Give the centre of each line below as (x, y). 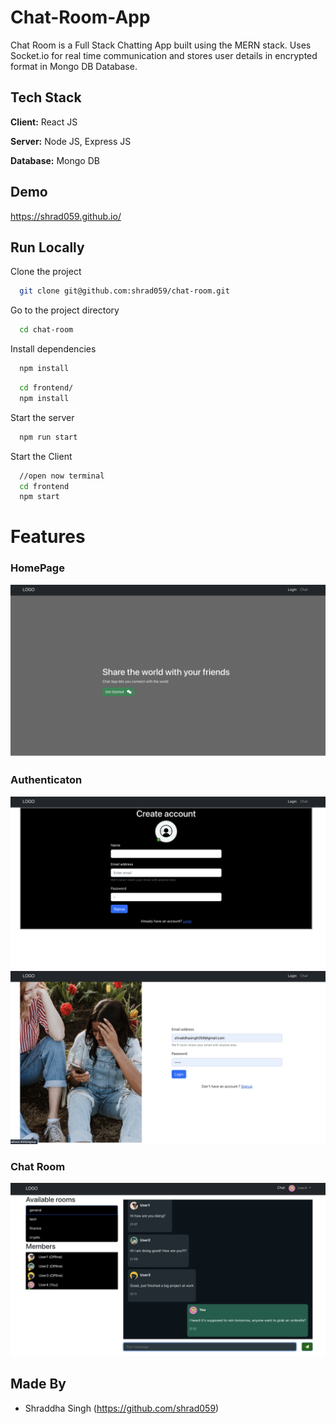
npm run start (48, 437)
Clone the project (46, 272)
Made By (38, 1384)
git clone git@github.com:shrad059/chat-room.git (124, 291)
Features (48, 537)
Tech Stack (46, 97)
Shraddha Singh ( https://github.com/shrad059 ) (122, 1408)
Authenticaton (46, 780)
